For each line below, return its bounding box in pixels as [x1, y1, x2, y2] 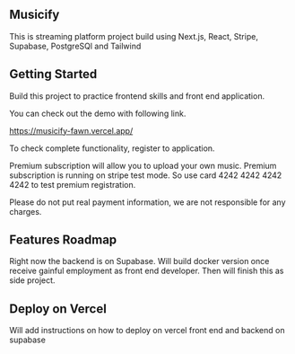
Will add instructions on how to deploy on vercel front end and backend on [9, 325, 285, 336]
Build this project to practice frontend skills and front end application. [9, 90, 265, 102]
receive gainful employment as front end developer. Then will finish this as [9, 265, 284, 277]
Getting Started [9, 66, 98, 82]
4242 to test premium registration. [9, 179, 136, 190]
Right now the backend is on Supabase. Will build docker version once [9, 256, 270, 267]
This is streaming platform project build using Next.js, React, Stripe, [9, 31, 258, 41]
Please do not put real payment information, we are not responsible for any [9, 197, 286, 208]
